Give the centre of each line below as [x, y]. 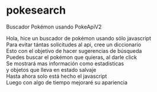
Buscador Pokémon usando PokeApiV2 [54, 27]
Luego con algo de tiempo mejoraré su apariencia [67, 82]
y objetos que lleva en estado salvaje [51, 69]
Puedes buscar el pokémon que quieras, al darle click [72, 57]
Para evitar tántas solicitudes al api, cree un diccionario [74, 45]
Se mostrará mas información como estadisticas [65, 64]
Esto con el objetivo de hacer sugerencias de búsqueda [74, 50]
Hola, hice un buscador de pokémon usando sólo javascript [78, 38]
